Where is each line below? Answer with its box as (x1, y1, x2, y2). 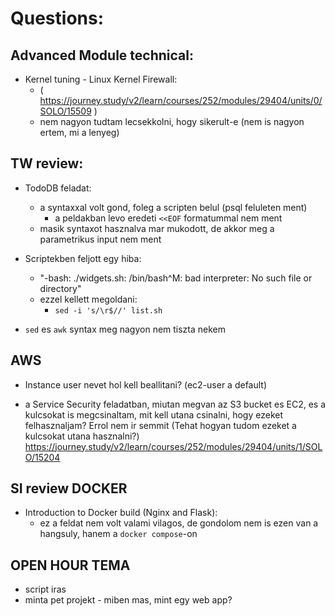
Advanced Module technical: (10, 47, 194, 64)
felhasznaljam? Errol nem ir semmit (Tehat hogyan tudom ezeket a (24, 419, 297, 431)
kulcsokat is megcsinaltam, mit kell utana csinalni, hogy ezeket (24, 408, 284, 421)
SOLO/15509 (39, 105, 92, 117)
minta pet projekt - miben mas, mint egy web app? (24, 594, 233, 606)
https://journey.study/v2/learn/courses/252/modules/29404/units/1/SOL (24, 440, 323, 452)
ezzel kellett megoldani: (39, 293, 138, 305)
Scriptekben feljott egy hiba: (24, 252, 142, 264)
